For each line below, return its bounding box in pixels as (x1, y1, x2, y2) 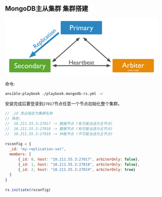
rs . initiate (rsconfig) (5, 188, 51, 193)
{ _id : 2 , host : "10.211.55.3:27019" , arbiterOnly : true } (17, 167, 136, 172)
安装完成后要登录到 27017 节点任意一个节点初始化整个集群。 (5, 101, 122, 106)
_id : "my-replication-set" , (9, 147, 66, 152)
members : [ (9, 152, 32, 157)
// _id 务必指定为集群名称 (5, 111, 53, 116)
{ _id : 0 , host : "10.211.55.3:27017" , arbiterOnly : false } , (17, 157, 140, 162)
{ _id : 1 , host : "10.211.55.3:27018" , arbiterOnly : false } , (17, 162, 140, 167)
